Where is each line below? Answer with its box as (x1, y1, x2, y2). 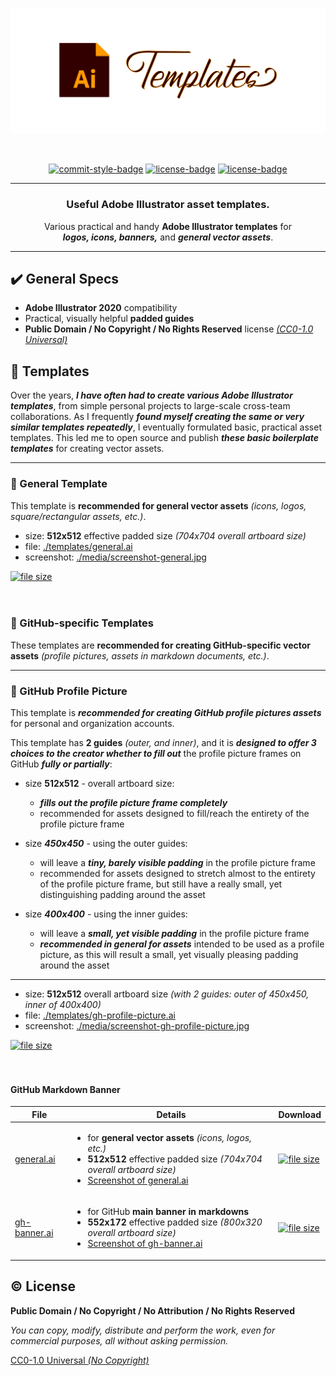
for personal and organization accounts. (10, 718, 175, 730)
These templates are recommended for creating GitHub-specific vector (10, 639, 311, 651)
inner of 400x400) (24, 999, 102, 1011)
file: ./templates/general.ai (24, 540, 133, 552)
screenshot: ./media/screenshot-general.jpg (24, 551, 207, 563)
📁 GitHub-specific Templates (10, 616, 154, 630)
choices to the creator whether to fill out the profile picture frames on (10, 748, 302, 760)
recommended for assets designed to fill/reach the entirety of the (39, 808, 310, 820)
